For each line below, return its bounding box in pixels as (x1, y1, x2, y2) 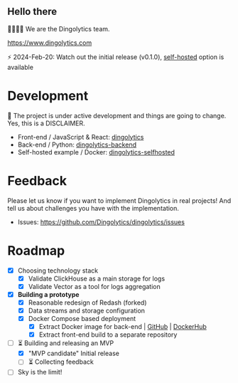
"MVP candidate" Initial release (28, 349, 119, 358)
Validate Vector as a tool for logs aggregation (28, 282, 161, 290)
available (7, 63, 34, 71)
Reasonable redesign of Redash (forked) (28, 298, 147, 307)
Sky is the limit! (17, 368, 63, 377)
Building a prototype (17, 290, 80, 298)
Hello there (7, 6, 58, 18)
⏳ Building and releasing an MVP (17, 339, 114, 347)
